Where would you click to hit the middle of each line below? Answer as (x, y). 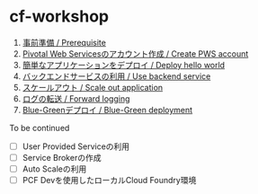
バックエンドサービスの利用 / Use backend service (116, 76)
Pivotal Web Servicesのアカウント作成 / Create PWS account (135, 53)
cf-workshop (59, 17)
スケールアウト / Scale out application (93, 87)
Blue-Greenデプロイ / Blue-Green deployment (107, 110)
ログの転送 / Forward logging (76, 98)
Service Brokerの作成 (62, 158)
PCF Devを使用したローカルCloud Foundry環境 (109, 181)
